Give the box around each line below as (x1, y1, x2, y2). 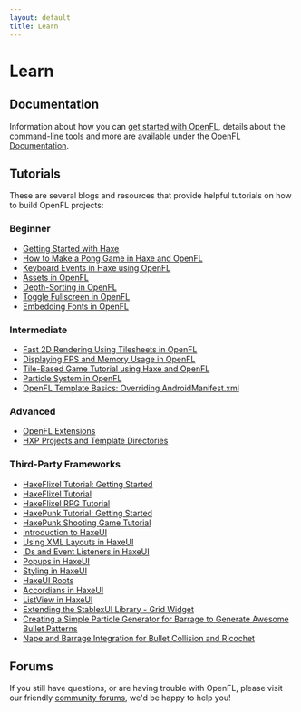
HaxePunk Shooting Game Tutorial (22, 517, 151, 528)
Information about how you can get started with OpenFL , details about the (9, 120, 286, 131)
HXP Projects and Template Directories (22, 436, 169, 447)
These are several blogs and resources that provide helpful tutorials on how (9, 190, 292, 201)
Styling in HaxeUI (22, 565, 88, 576)
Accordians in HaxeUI (22, 584, 104, 595)
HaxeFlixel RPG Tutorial (22, 497, 111, 508)
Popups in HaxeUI (22, 555, 91, 566)
